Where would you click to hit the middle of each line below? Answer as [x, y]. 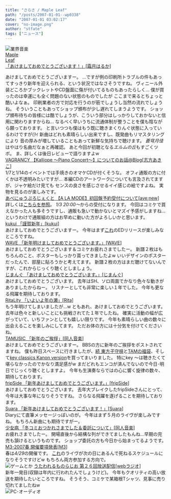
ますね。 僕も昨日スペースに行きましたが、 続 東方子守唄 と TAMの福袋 [78, 351]
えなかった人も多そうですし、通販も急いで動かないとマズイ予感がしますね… [86, 211]
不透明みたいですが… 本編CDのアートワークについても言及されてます [91, 179]
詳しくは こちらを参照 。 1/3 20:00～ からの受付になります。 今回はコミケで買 [86, 204]
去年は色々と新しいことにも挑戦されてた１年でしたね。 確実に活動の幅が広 [84, 313]
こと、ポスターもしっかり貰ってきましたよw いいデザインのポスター [94, 255]
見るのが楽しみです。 [36, 192]
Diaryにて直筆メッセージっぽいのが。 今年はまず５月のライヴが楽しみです [83, 415]
